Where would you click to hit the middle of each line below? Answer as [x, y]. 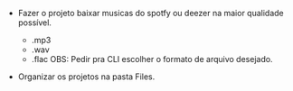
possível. [35, 23]
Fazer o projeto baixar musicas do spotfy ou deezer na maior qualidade [151, 13]
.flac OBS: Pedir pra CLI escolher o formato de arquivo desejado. [152, 59]
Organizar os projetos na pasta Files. [86, 77]
